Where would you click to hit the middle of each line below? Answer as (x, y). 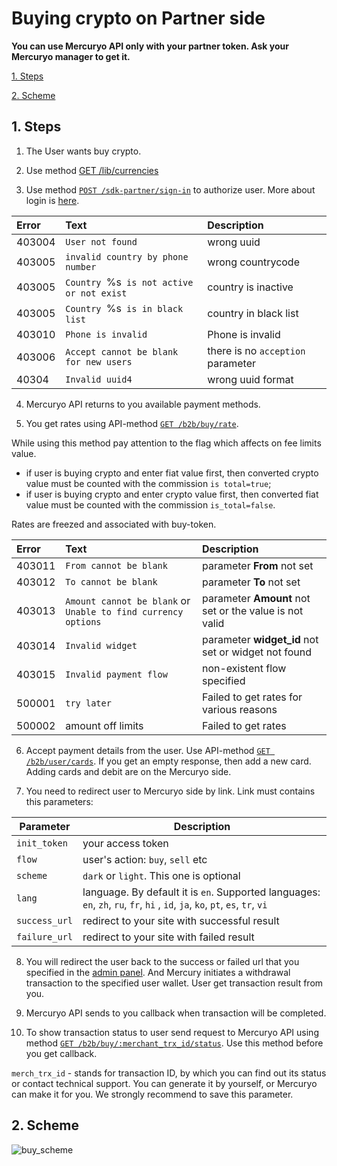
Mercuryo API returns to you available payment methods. (143, 404)
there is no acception (256, 350)
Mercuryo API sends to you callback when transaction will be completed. (176, 1013)
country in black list (253, 313)
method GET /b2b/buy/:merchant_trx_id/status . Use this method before (174, 1043)
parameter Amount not (256, 598)
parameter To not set (251, 582)
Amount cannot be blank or (128, 600)
